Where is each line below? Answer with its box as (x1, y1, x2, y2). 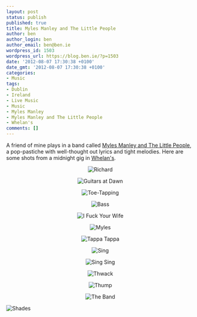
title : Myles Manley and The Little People (6, 25, 116, 32)
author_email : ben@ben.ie (6, 42, 70, 48)
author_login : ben (6, 36, 52, 42)
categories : (6, 70, 36, 76)
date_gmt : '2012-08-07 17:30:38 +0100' (6, 64, 106, 70)
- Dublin (6, 87, 28, 93)
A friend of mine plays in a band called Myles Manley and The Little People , (6, 141, 192, 149)
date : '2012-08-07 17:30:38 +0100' (6, 59, 95, 64)
